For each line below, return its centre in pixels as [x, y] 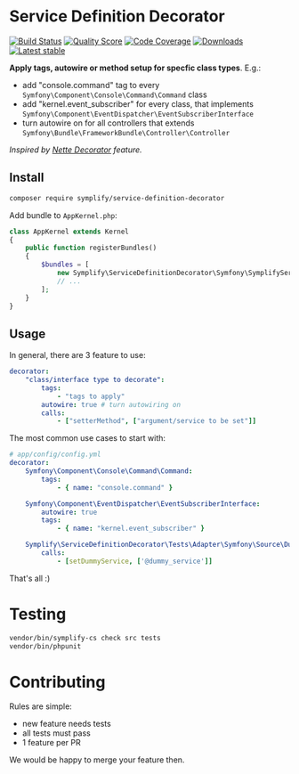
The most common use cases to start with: [88, 438]
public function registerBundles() [91, 248]
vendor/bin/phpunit [45, 646]
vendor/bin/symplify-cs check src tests [85, 638]
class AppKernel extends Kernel [69, 232]
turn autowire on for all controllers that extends [108, 123]
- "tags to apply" [91, 396]
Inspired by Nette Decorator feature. [76, 150]
